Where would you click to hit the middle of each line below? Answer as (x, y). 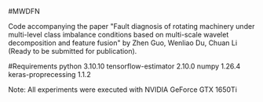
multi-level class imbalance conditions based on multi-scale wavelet (119, 35)
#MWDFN (24, 11)
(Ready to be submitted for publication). (73, 51)
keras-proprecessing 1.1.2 (50, 74)
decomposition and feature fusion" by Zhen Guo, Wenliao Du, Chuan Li (123, 43)
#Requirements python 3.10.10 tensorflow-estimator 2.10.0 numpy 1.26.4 (124, 66)
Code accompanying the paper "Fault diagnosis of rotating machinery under (131, 26)
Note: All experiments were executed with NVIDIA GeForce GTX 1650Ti (123, 90)
